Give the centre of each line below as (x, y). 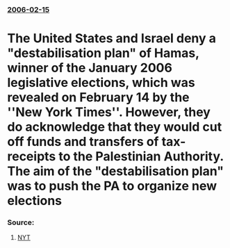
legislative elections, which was (101, 83)
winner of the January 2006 (90, 68)
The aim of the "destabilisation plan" (116, 171)
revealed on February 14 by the (98, 98)
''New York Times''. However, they (109, 112)
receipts (32, 157)
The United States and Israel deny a (112, 39)
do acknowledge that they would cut (115, 127)
